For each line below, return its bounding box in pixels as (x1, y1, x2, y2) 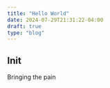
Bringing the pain (7, 73, 57, 81)
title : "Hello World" (7, 10, 70, 17)
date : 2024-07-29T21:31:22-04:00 (7, 16, 104, 23)
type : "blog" (7, 29, 45, 36)
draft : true (7, 23, 42, 30)
